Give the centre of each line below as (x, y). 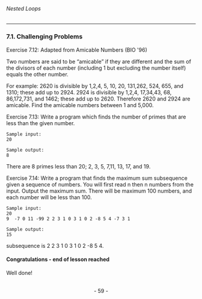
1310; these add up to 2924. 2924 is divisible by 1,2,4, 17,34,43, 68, (89, 92)
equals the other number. (38, 74)
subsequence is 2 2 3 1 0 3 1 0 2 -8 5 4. (55, 245)
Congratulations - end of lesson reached (58, 259)
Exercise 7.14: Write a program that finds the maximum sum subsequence (97, 178)
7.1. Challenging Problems (44, 37)
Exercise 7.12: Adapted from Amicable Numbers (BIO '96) (77, 50)
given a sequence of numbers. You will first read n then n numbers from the (100, 184)
